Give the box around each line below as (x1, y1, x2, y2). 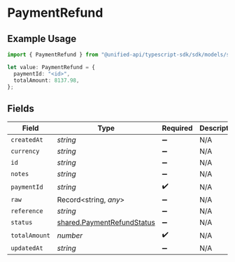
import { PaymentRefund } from (7, 51, 99, 58)
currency (10, 147, 40, 155)
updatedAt (10, 245, 43, 252)
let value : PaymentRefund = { (7, 64, 96, 71)
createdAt (10, 136, 43, 144)
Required (162, 124, 193, 133)
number (57, 231, 83, 240)
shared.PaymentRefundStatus (57, 218, 155, 228)
